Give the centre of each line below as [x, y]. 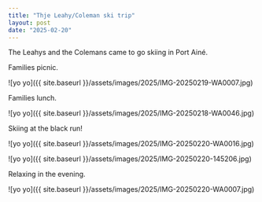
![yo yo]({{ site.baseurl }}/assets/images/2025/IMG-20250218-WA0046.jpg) [131, 113]
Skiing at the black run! [45, 129]
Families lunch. [32, 98]
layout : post [30, 23]
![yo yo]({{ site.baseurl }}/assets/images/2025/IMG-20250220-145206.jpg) [130, 159]
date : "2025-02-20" [40, 30]
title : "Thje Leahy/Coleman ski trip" [72, 15]
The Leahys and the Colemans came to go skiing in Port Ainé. [108, 53]
